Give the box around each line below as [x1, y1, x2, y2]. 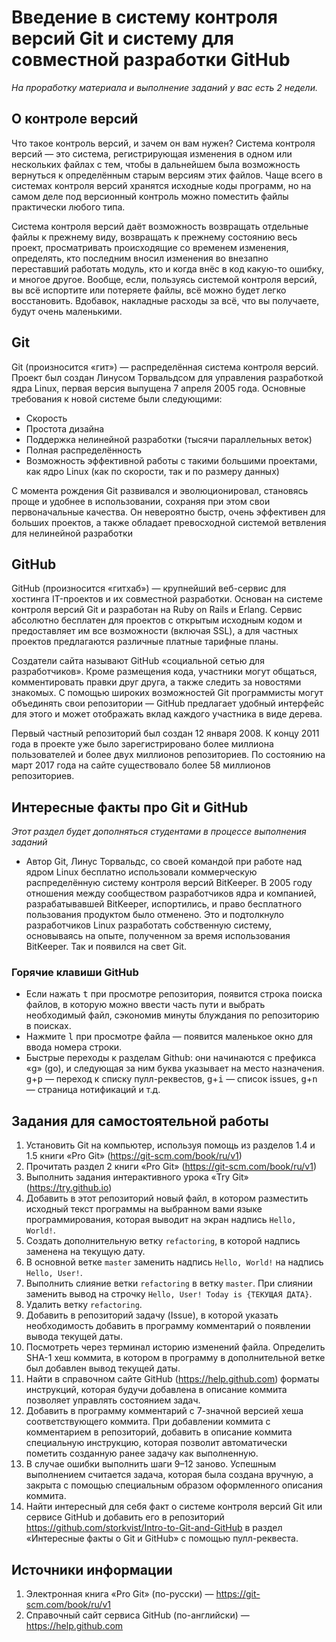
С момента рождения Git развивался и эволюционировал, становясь [11, 484, 309, 496]
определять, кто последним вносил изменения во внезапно [11, 252, 269, 264]
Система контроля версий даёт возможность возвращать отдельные [11, 220, 309, 232]
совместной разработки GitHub [11, 49, 291, 71]
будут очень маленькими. [11, 305, 123, 317]
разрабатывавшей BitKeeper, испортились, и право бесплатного [25, 898, 303, 910]
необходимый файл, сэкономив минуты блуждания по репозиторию [25, 1009, 320, 1021]
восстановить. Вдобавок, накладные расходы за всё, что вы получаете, [11, 294, 320, 306]
